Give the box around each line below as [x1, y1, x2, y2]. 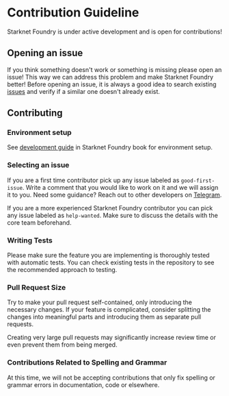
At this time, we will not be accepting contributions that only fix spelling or [7, 373, 215, 382]
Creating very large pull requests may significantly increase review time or [7, 334, 217, 342]
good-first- [180, 177, 215, 184]
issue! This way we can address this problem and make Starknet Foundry [7, 73, 214, 81]
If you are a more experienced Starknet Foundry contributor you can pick [7, 203, 213, 212]
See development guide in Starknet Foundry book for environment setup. [7, 143, 213, 151]
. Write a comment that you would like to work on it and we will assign [22, 183, 219, 191]
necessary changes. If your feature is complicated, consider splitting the [7, 306, 211, 314]
